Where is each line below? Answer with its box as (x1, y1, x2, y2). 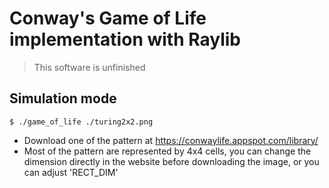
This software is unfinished (33, 61, 146, 73)
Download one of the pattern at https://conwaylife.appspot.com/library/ (23, 134, 319, 146)
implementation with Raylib (9, 28, 242, 51)
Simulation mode (9, 90, 117, 107)
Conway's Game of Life (9, 7, 207, 30)
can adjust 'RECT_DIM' (23, 166, 119, 178)
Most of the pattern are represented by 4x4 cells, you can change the (23, 145, 312, 157)
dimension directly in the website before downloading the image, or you (23, 155, 320, 167)
